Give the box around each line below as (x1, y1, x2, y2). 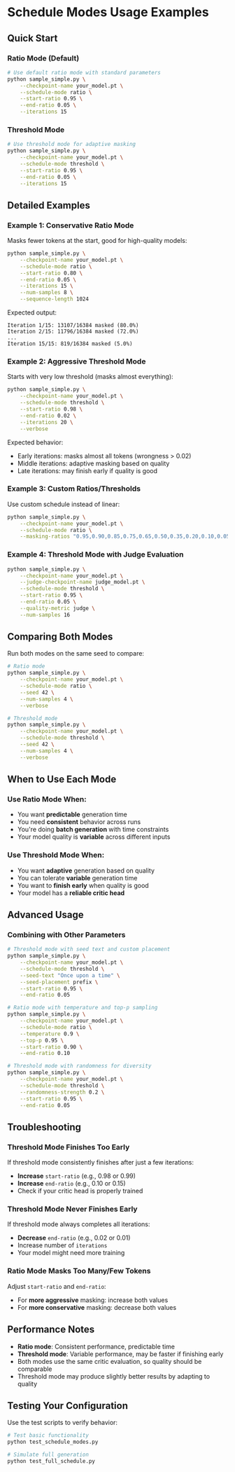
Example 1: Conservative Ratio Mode (7, 220, 134, 230)
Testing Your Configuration (7, 1400, 128, 1412)
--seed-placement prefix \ (20, 979, 99, 986)
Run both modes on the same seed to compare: (7, 649, 145, 658)
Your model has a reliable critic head (17, 889, 125, 897)
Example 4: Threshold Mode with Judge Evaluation (7, 550, 184, 559)
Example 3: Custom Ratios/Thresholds (7, 484, 141, 493)
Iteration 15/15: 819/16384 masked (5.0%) (7, 340, 133, 347)
